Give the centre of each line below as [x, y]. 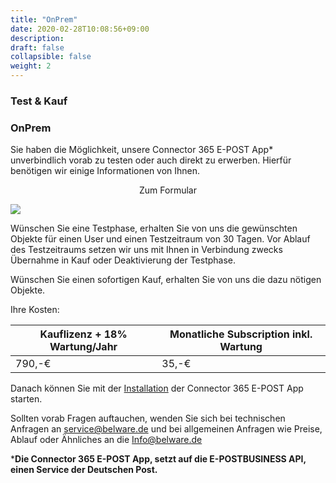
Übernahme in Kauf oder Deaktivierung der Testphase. [123, 260]
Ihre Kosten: [35, 310]
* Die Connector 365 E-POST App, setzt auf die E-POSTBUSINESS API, [158, 459]
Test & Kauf [39, 101]
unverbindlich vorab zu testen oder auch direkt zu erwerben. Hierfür [151, 160]
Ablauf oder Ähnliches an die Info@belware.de [106, 440]
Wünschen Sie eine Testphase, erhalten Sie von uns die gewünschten [154, 228]
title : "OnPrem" [44, 19]
